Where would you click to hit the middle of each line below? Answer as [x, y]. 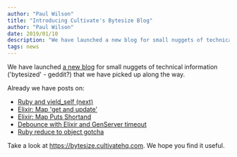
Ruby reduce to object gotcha [61, 132]
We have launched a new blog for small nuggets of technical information [113, 67]
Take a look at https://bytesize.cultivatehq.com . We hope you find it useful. [116, 145]
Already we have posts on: [46, 88]
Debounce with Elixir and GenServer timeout [82, 124]
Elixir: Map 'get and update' [57, 109]
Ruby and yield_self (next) [55, 102]
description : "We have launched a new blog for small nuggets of [105, 40]
